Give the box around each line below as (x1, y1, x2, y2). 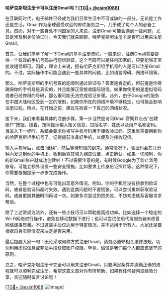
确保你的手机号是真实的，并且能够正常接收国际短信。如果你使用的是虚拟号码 (5, 87, 162, 92)
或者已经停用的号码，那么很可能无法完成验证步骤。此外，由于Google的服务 (5, 93, 160, 98)
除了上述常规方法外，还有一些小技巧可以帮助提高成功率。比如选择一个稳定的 (5, 209, 162, 215)
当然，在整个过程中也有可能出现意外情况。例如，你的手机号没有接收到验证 (5, 180, 158, 186)
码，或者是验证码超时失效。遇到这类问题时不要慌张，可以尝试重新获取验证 (5, 187, 158, 192)
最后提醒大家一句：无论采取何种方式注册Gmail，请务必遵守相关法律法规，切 (5, 239, 161, 244)
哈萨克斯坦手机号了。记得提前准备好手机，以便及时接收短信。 (9, 134, 136, 140)
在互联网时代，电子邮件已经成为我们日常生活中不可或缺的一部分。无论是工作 (5, 15, 162, 21)
